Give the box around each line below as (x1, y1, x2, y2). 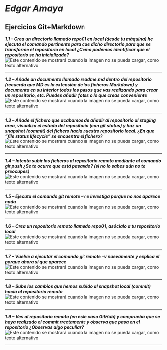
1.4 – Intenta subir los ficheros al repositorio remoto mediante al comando (5, 158, 162, 164)
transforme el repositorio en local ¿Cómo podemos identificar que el (5, 47, 150, 52)
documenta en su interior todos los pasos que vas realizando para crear (5, 87, 158, 93)
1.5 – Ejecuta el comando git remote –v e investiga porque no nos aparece (5, 193, 160, 199)
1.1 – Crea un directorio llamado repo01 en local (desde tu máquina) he (5, 36, 153, 42)
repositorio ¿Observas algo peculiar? (5, 324, 84, 330)
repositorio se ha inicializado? (5, 52, 69, 58)
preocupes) (5, 168, 30, 174)
